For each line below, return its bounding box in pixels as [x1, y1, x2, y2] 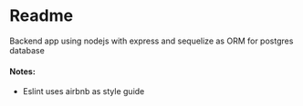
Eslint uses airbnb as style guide [22, 86, 145, 97]
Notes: [9, 65, 37, 77]
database [9, 44, 46, 55]
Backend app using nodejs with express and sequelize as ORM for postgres [9, 35, 294, 46]
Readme [9, 5, 74, 26]
